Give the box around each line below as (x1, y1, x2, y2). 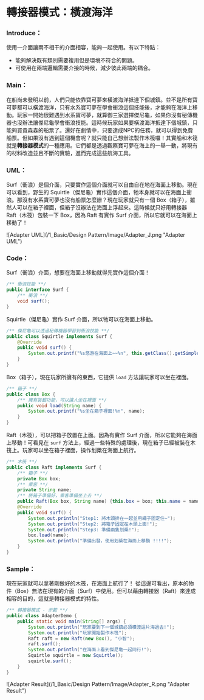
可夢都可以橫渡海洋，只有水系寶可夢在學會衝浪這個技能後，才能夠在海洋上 (6, 103, 192, 111)
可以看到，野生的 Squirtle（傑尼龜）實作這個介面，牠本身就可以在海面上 (6, 189, 187, 196)
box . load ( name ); (28, 532, 69, 539)
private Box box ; (17, 475, 61, 481)
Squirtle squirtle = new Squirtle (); (28, 653, 123, 659)
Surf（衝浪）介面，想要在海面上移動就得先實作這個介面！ (6, 269, 150, 276)
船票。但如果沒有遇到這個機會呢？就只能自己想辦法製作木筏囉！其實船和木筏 (6, 134, 198, 141)
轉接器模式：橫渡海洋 (6, 5, 114, 19)
